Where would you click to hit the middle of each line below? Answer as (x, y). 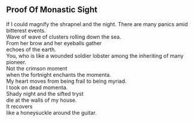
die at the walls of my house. (41, 100)
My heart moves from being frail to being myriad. (67, 81)
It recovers (19, 106)
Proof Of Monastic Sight (52, 10)
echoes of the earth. (31, 49)
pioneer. (16, 62)
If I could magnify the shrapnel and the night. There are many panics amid (97, 24)
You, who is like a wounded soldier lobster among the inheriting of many (95, 55)
